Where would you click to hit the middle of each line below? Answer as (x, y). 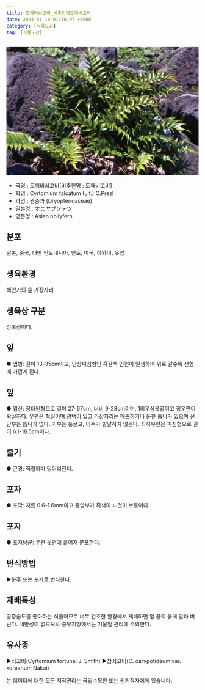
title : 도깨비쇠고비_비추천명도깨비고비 (49, 13)
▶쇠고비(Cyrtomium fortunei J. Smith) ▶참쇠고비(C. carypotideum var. (94, 661)
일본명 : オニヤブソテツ (44, 208)
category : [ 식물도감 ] (31, 26)
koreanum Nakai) (28, 668)
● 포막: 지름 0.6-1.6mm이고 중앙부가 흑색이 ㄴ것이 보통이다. (78, 505)
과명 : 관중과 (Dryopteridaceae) (54, 200)
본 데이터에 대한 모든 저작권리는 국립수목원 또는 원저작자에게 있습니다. (89, 680)
